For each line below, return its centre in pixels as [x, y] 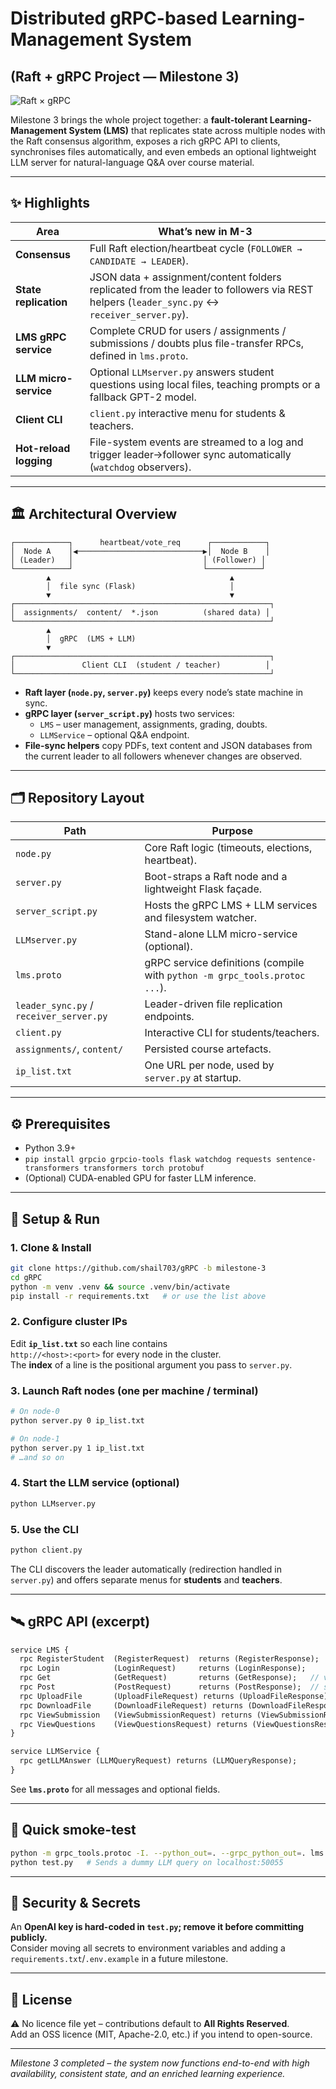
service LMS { [40, 1650]
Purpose [232, 831]
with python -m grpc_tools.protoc [225, 975]
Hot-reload [43, 448]
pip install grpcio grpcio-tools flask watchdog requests [148, 1160]
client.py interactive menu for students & [187, 413]
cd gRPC [26, 1277]
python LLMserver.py [53, 1503]
